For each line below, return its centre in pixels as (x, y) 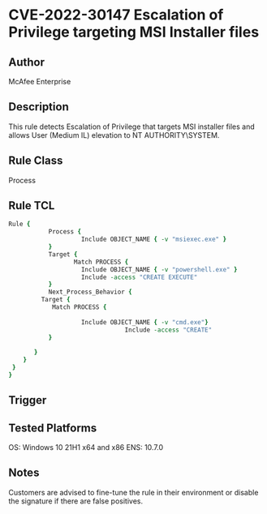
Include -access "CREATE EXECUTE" (139, 277)
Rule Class (36, 161)
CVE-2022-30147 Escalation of (116, 15)
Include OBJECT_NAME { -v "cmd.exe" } (144, 322)
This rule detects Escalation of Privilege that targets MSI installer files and (132, 126)
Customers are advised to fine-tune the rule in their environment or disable (133, 492)
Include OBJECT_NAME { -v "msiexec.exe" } (154, 240)
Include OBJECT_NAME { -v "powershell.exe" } (159, 269)
